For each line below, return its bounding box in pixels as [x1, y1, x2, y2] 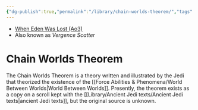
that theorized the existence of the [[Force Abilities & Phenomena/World [6, 78, 183, 85]
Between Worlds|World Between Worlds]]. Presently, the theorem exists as [6, 84, 190, 92]
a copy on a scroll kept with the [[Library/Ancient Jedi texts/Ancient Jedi [6, 90, 183, 98]
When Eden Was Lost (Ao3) [14, 25, 83, 32]
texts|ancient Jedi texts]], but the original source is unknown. [6, 97, 156, 104]
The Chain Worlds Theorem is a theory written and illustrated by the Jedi [6, 72, 184, 79]
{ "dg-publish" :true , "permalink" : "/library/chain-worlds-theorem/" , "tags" [6, 8, 193, 15]
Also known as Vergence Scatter [14, 31, 95, 39]
